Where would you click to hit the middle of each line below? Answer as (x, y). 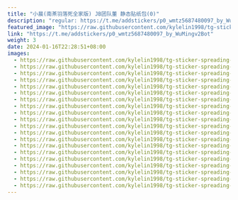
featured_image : (31, 27)
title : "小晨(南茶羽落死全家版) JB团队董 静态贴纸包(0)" (83, 14)
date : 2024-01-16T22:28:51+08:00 (57, 47)
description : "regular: (42, 21)
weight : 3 (22, 40)
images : (19, 54)
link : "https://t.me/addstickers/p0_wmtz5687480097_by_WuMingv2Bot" (110, 34)
